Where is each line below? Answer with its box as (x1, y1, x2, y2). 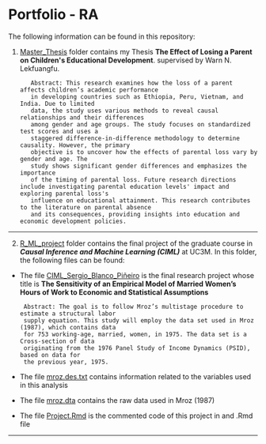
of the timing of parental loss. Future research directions (30, 175, 237, 183)
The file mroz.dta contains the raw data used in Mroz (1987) (19, 395, 215, 404)
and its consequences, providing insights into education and (30, 210, 240, 218)
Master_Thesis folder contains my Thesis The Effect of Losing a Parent (19, 47, 253, 56)
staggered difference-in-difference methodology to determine (30, 134, 240, 142)
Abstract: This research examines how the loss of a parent (30, 79, 234, 87)
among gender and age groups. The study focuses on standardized (30, 120, 251, 128)
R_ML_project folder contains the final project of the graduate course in (19, 239, 253, 248)
